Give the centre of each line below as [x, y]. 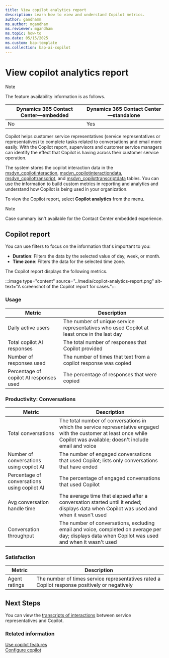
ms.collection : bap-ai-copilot [38, 48]
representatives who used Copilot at [106, 328]
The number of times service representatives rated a [99, 579]
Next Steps [23, 603]
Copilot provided [83, 348]
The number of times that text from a [106, 357]
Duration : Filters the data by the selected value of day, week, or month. [87, 256]
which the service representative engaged [109, 427]
